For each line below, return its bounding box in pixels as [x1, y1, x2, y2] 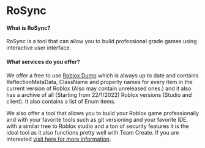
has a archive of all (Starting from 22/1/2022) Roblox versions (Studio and [6, 91, 192, 98]
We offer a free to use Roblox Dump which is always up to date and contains [6, 71, 199, 79]
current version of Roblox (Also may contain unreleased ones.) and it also [6, 85, 192, 92]
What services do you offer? [6, 58, 81, 65]
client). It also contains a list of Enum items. [6, 97, 116, 105]
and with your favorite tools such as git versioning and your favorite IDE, [6, 116, 188, 123]
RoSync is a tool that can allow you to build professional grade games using [6, 38, 197, 45]
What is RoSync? [6, 24, 51, 31]
